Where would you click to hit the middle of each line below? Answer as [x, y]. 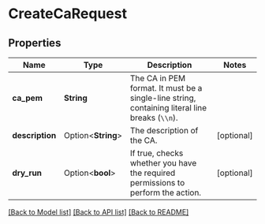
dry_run [27, 173]
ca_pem [28, 98]
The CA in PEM [158, 78]
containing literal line [168, 108]
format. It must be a [166, 88]
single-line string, [163, 98]
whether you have [163, 163]
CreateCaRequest [68, 14]
